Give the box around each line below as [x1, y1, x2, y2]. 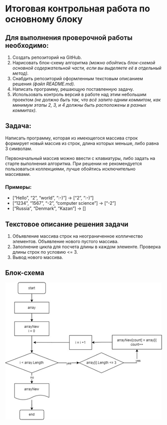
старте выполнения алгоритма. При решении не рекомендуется [5, 160, 142, 166]
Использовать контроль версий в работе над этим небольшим [12, 92, 147, 97]
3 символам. [5, 145, 32, 151]
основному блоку [5, 13, 83, 25]
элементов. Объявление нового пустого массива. [12, 238, 119, 244]
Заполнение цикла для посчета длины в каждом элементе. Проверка [12, 244, 161, 250]
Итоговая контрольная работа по [5, 3, 150, 14]
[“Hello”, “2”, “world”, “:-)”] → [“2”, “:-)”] [12, 195, 94, 201]
